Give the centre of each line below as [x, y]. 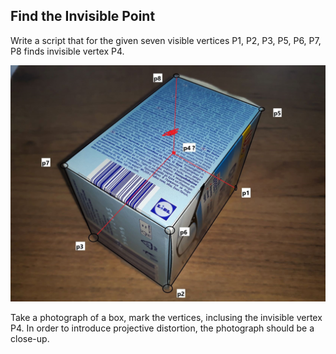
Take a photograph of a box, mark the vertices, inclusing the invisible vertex [166, 317]
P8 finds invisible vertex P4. [67, 51]
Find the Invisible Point [83, 16]
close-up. [30, 338]
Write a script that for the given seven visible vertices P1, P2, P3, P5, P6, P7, [166, 40]
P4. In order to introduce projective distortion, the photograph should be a [162, 328]
